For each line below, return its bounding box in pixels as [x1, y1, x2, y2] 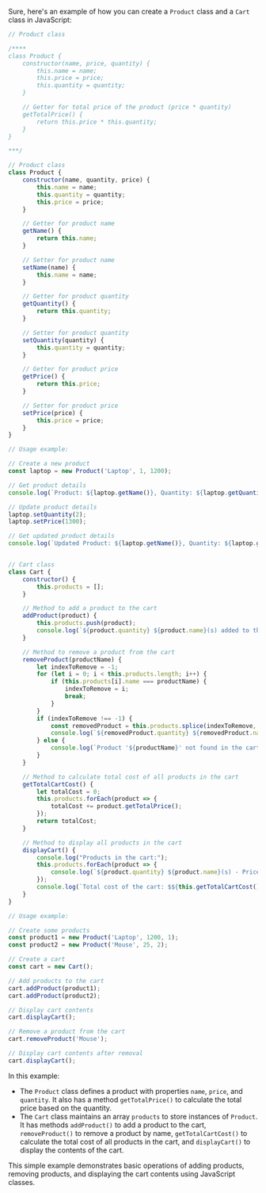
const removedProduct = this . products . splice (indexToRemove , [50, 722, 257, 730]
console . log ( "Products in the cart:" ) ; [36, 853, 169, 862]
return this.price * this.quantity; [36, 118, 158, 126]
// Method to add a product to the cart [22, 604, 158, 612]
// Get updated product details [8, 532, 115, 540]
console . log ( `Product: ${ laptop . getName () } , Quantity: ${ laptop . [8, 489, 228, 497]
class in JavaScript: [8, 15, 72, 25]
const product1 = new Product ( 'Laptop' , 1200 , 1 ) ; [8, 934, 179, 942]
